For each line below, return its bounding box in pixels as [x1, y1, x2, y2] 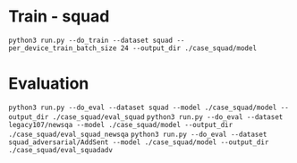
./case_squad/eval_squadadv [8, 145, 114, 154]
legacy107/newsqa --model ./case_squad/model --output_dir [8, 120, 233, 129]
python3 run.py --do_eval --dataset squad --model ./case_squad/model [8, 103, 277, 112]
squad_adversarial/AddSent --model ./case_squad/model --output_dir [8, 137, 269, 147]
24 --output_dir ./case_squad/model [120, 43, 257, 53]
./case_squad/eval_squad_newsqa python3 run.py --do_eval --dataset [8, 130, 267, 139]
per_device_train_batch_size [8, 43, 117, 53]
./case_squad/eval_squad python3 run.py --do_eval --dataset [52, 112, 284, 122]
